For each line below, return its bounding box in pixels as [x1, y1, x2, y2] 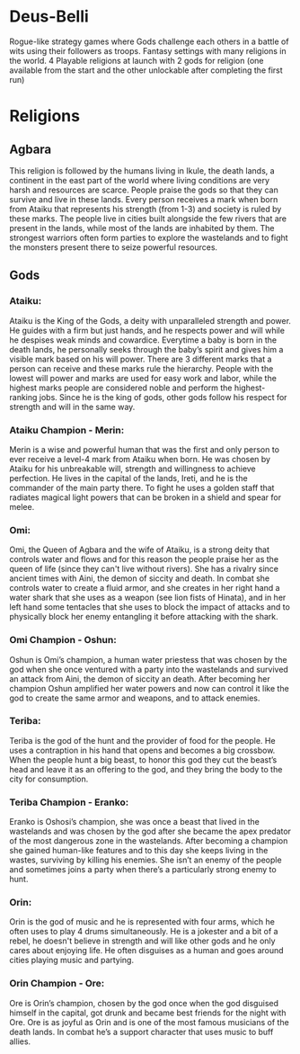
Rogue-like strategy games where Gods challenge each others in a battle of [9, 36, 289, 47]
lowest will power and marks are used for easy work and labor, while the [9, 372, 277, 383]
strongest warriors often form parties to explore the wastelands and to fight [9, 232, 289, 243]
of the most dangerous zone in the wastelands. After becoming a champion [9, 835, 288, 846]
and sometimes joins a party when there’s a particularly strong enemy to [9, 864, 277, 875]
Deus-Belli [9, 6, 90, 27]
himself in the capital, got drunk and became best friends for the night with [9, 1007, 287, 1018]
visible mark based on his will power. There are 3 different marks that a [9, 353, 272, 364]
